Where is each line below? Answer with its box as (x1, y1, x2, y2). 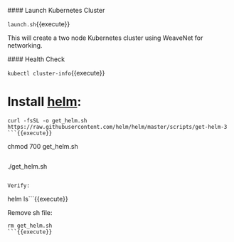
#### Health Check (7, 55, 65, 63)
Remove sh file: (7, 208, 53, 216)
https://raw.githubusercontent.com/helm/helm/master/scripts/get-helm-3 (7, 123, 228, 130)
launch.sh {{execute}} (7, 20, 70, 28)
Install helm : (7, 94, 82, 110)
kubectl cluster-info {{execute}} (7, 69, 105, 77)
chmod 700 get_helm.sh (7, 142, 78, 150)
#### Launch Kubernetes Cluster (7, 6, 105, 14)
